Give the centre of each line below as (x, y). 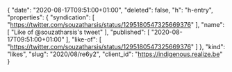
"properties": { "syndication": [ (51, 17)
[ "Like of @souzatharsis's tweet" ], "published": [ (78, 32)
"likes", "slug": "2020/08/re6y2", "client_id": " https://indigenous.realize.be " (115, 54)
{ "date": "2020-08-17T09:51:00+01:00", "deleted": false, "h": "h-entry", (110, 10)
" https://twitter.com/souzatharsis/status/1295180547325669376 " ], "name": (116, 25)
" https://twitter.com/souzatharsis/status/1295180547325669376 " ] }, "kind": (116, 47)
